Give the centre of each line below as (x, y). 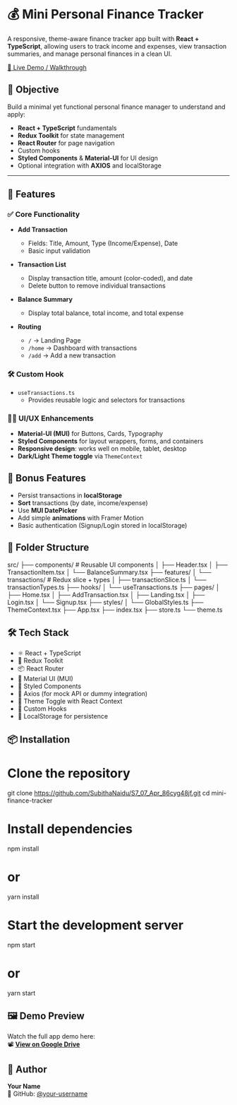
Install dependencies (70, 829)
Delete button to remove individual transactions (97, 286)
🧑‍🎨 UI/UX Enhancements (50, 418)
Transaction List (42, 265)
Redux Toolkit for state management (71, 135)
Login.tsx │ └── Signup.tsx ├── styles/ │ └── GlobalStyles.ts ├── (105, 602)
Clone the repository (69, 773)
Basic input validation (59, 251)
